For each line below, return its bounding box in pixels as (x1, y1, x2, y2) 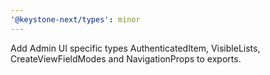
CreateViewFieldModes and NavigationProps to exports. (10, 52, 242, 65)
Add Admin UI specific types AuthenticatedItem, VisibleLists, (10, 42, 261, 54)
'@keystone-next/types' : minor (10, 14, 141, 25)
